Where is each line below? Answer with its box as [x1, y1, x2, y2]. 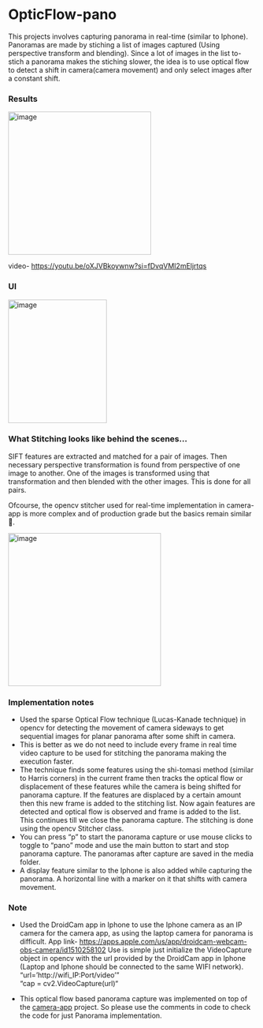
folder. [19, 857, 41, 867]
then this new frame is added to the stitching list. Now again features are [19, 799, 256, 809]
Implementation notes [8, 696, 94, 707]
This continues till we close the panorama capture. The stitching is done [19, 816, 254, 825]
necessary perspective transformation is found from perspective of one [8, 460, 240, 469]
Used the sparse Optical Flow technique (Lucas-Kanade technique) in [19, 715, 246, 724]
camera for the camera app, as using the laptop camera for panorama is [19, 929, 254, 938]
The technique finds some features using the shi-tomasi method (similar [19, 765, 254, 775]
